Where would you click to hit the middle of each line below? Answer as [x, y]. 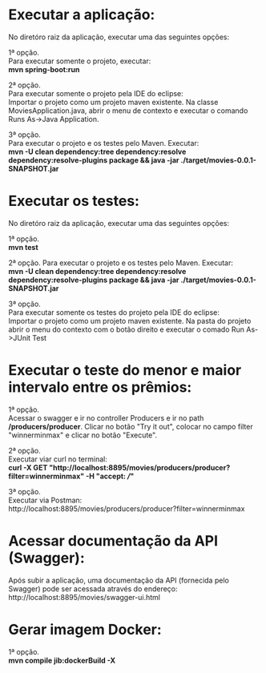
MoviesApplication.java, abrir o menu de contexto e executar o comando [128, 111]
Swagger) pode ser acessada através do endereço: [93, 588]
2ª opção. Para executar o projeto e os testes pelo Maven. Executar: [121, 263]
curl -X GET [28, 467]
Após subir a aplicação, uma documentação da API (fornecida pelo [119, 580]
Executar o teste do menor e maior [125, 371]
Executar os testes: [74, 201]
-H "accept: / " [110, 476]
